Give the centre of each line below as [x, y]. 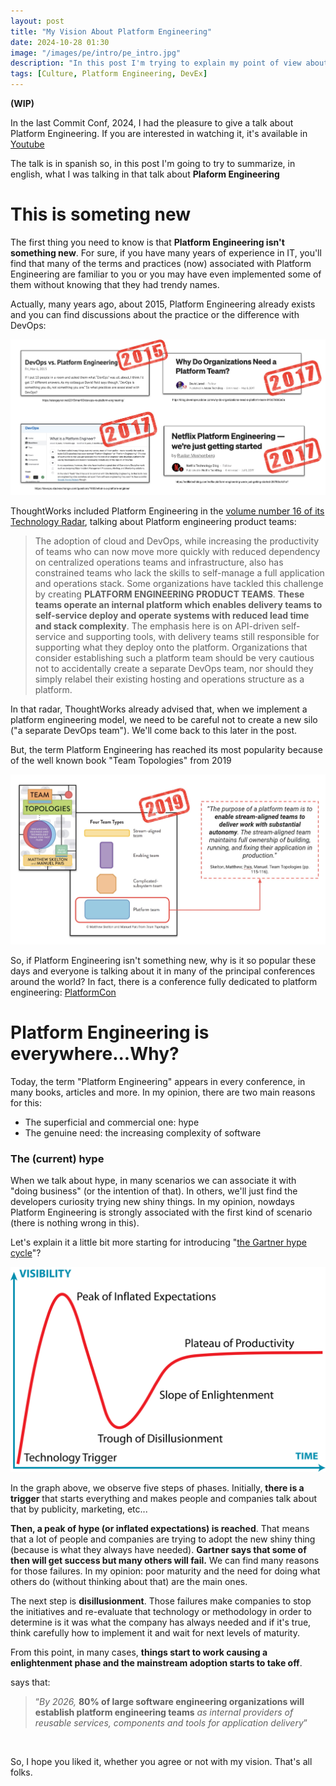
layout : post [37, 21]
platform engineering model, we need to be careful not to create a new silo [164, 719]
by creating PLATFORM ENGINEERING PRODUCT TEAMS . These [169, 594]
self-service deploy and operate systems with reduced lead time [172, 615]
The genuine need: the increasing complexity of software [143, 1132]
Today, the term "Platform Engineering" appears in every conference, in [158, 1081]
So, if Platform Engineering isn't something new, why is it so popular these [163, 960]
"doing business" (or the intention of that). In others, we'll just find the [154, 1191]
